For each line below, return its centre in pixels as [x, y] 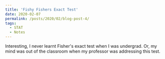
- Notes [18, 32]
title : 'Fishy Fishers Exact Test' [42, 10]
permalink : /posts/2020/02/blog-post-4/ [47, 19]
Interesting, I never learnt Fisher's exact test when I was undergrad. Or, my [81, 46]
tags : [11, 23]
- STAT [16, 28]
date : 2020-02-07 [23, 14]
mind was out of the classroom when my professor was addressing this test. [83, 51]
